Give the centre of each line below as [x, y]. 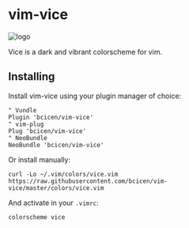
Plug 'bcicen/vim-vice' [47, 131]
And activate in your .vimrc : [53, 203]
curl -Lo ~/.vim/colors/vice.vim [63, 174]
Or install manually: [40, 159]
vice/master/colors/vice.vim [56, 188]
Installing [32, 77]
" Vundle [23, 110]
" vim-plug [26, 124]
